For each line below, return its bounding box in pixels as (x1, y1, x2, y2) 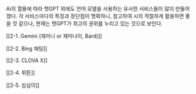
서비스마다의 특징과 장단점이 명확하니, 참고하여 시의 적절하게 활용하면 (24, 12, 184, 20)
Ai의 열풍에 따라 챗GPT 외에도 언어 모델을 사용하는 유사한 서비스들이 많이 (6, 5, 174, 12)
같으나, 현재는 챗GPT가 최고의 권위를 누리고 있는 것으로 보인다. (18, 20, 163, 27)
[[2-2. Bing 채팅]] (6, 45, 47, 52)
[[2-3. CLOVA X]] (6, 57, 48, 64)
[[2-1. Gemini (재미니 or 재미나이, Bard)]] (6, 33, 102, 40)
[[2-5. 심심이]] (6, 82, 40, 89)
